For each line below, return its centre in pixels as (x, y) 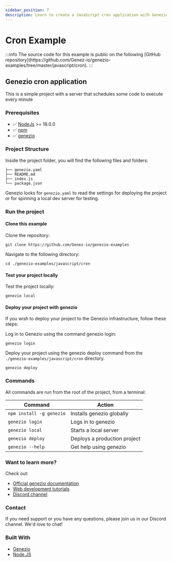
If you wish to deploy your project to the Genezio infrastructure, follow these (86, 319)
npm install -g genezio (37, 413)
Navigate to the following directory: (42, 254)
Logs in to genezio (93, 422)
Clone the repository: (28, 235)
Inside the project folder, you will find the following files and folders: (77, 160)
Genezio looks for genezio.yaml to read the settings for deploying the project (86, 193)
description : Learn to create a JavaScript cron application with (78, 15)
